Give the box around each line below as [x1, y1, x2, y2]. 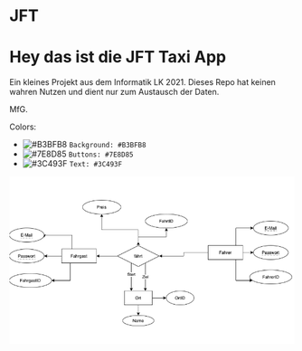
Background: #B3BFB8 [69, 141, 146, 150]
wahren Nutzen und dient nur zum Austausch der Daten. [9, 87, 220, 98]
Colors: [9, 121, 37, 132]
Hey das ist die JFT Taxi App [9, 47, 227, 68]
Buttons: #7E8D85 [68, 150, 134, 159]
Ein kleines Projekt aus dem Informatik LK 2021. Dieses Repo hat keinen [9, 77, 276, 88]
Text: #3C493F [69, 160, 123, 169]
